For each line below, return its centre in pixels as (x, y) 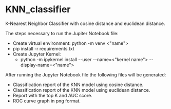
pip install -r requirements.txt (43, 48)
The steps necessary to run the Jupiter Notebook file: (62, 33)
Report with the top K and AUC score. (52, 95)
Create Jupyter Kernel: (37, 54)
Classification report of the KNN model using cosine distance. (78, 85)
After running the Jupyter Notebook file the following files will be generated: (86, 74)
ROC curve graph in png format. (47, 101)
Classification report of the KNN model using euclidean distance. (81, 90)
